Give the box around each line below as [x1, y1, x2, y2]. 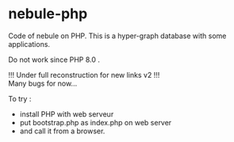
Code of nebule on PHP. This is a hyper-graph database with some [8, 31, 227, 40]
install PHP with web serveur [19, 109, 114, 119]
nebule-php [8, 5, 88, 23]
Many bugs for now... [8, 79, 78, 88]
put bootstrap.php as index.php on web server [19, 117, 172, 127]
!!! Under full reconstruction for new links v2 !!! [8, 70, 160, 79]
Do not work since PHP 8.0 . [8, 55, 101, 64]
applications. [8, 39, 50, 48]
